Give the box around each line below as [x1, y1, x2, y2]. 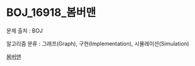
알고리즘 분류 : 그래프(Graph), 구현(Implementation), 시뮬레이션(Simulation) [6, 40, 190, 47]
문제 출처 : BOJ [6, 27, 43, 34]
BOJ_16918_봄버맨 [6, 5, 96, 20]
